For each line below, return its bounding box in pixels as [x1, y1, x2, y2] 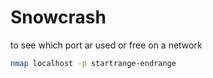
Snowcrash [10, 6, 107, 29]
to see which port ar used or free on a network [10, 39, 203, 51]
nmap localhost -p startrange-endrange [10, 58, 177, 68]
